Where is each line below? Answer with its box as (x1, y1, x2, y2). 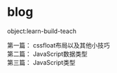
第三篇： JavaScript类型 (7, 58, 76, 66)
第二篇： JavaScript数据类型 (7, 50, 88, 58)
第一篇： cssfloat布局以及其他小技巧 (7, 41, 110, 49)
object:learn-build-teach (7, 27, 77, 35)
